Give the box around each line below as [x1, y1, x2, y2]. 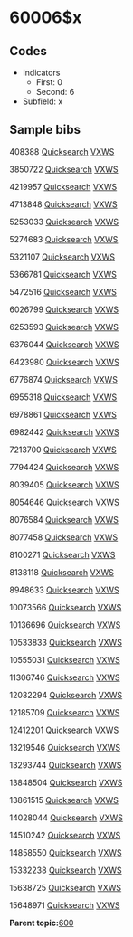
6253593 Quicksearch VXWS [9, 321, 119, 332]
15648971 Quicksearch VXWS [9, 899, 120, 911]
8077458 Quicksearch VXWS [9, 532, 119, 543]
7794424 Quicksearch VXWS [9, 461, 119, 472]
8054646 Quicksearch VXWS [9, 497, 120, 507]
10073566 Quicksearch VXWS [9, 601, 122, 612]
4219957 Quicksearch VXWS [9, 181, 118, 192]
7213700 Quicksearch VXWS [9, 444, 117, 455]
